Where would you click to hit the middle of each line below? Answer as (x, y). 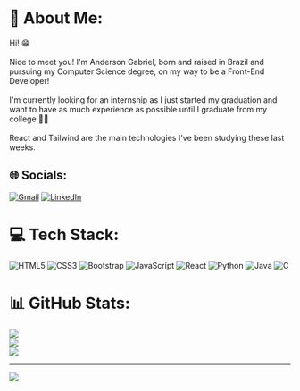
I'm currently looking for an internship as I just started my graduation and (143, 100)
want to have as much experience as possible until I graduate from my (138, 109)
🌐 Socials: (38, 175)
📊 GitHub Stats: (70, 303)
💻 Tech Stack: (64, 234)
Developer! (29, 80)
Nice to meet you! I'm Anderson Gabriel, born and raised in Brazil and (137, 62)
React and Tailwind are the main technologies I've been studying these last (147, 137)
